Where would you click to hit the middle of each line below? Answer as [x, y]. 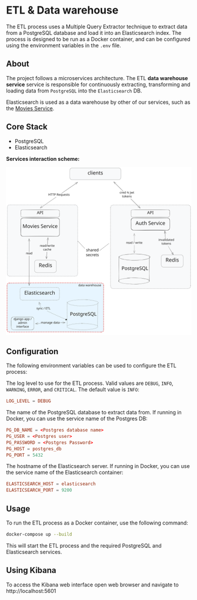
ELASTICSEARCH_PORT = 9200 [39, 490]
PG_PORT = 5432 [25, 455]
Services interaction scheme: [43, 159]
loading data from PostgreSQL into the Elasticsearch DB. [74, 90]
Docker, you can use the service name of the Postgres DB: [77, 418]
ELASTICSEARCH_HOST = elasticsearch [51, 484]
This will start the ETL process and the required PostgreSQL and [84, 545]
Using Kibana [31, 570]
